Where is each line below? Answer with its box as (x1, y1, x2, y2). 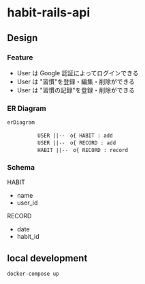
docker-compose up (7, 270, 59, 278)
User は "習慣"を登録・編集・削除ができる (16, 77, 135, 86)
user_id (16, 198, 38, 207)
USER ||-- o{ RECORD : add (37, 140, 116, 146)
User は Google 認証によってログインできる (16, 68, 139, 77)
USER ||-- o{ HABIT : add (37, 132, 114, 140)
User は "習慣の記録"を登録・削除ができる (16, 86, 135, 94)
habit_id (16, 233, 39, 241)
